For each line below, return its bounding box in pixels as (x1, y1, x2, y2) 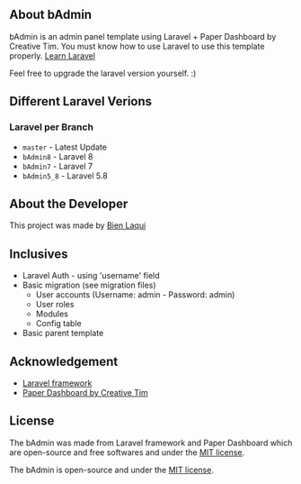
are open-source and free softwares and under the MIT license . (9, 446, 245, 458)
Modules (35, 308, 69, 319)
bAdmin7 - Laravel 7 (22, 160, 93, 171)
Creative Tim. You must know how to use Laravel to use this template (9, 41, 265, 51)
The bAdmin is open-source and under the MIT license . (9, 464, 214, 475)
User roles (35, 299, 75, 310)
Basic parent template (22, 328, 104, 339)
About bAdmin (9, 7, 93, 23)
